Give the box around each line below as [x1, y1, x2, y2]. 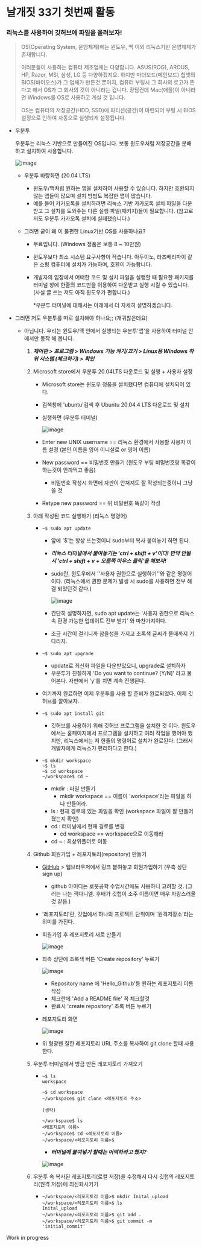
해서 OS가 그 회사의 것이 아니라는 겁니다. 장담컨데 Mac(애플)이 [32, 86, 180, 94]
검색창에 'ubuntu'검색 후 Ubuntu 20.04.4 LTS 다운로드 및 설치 [42, 401, 190, 408]
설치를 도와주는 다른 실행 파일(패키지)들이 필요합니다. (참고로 [50, 208, 194, 215]
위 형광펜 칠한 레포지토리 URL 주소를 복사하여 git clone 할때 [42, 1040, 183, 1047]
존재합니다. [21, 51, 48, 58]
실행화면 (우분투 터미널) [42, 414, 98, 421]
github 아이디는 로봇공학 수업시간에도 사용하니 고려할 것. [51, 883, 185, 890]
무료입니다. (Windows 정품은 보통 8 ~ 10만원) [33, 241, 142, 248]
